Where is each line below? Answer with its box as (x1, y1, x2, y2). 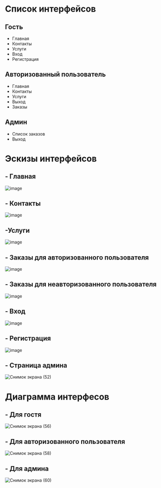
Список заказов (12, 131, 45, 137)
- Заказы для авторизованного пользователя (5, 253, 149, 261)
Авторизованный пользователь (5, 70, 106, 79)
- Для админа (5, 464, 49, 472)
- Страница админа (5, 361, 68, 369)
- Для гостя (5, 410, 42, 418)
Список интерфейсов (5, 3, 96, 15)
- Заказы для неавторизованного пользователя (5, 280, 157, 289)
